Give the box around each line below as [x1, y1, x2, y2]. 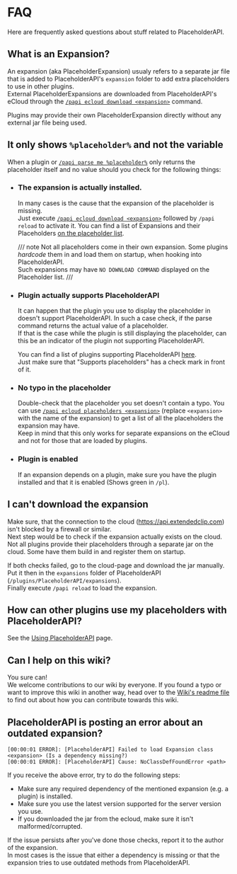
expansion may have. [17, 422, 80, 430]
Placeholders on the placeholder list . [17, 229, 125, 237]
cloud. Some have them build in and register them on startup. [7, 547, 186, 556]
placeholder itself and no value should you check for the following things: [7, 165, 221, 173]
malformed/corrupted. [17, 822, 83, 830]
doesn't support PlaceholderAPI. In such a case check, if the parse [17, 314, 212, 323]
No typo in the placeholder [17, 383, 111, 393]
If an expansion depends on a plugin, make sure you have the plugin [17, 470, 217, 478]
